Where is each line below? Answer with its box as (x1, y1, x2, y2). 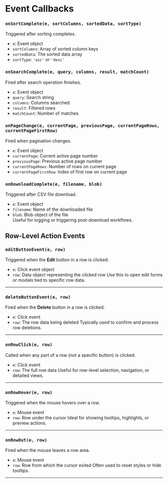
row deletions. (12, 325, 42, 331)
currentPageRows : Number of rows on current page (12, 164, 116, 170)
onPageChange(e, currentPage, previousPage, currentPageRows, (5, 123, 160, 128)
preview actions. (12, 420, 46, 426)
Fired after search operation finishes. (5, 79, 81, 85)
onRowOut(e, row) (5, 437, 47, 443)
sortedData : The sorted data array (12, 51, 82, 58)
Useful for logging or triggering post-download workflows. (12, 217, 133, 223)
